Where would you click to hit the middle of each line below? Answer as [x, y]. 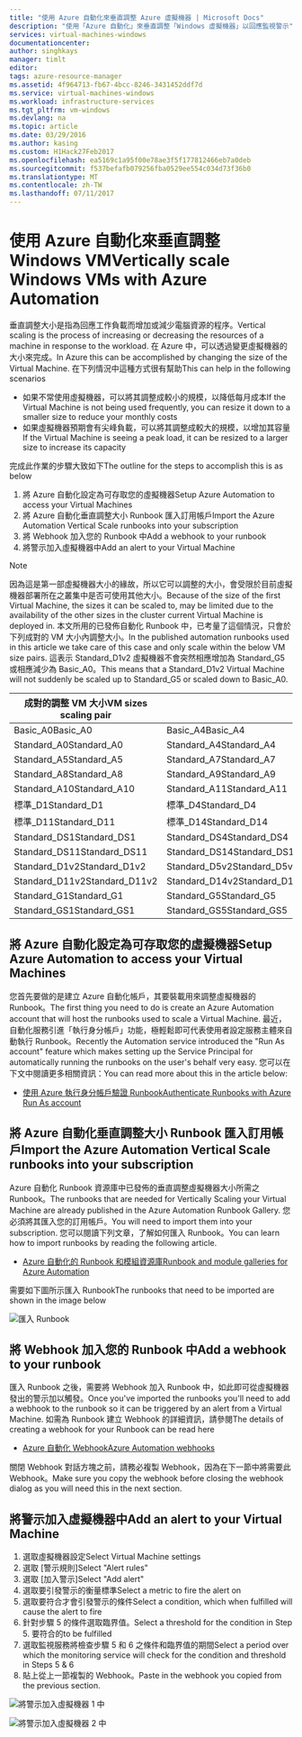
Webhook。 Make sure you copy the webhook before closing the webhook [147, 1478]
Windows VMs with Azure [108, 280]
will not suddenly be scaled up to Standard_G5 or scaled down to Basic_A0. [149, 679]
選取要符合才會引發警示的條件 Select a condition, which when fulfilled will [157, 1602]
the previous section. [61, 1686]
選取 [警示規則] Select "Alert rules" [85, 1568]
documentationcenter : [50, 43]
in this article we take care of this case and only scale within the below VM [147, 647]
